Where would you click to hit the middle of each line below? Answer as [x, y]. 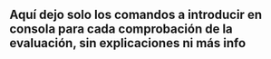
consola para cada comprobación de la [121, 29]
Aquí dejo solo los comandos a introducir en [136, 15]
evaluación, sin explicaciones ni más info [128, 43]
